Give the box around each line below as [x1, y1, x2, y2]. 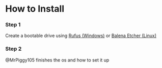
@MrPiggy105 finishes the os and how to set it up [5, 57, 110, 63]
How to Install [5, 3, 65, 15]
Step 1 [5, 21, 21, 28]
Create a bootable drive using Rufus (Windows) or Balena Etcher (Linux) [5, 32, 157, 39]
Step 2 [5, 45, 22, 52]
